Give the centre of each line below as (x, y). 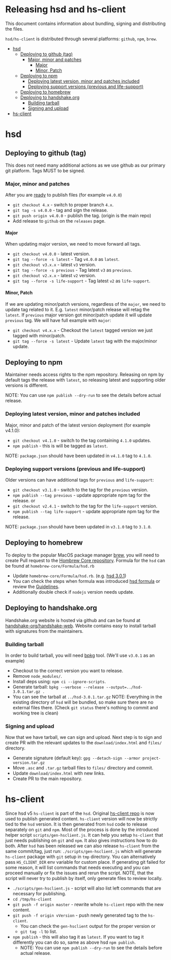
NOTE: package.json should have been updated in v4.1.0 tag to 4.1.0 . (78, 456)
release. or (24, 501)
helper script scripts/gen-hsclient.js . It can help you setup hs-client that (84, 835)
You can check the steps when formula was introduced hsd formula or (86, 581)
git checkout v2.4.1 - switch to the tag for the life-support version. (85, 506)
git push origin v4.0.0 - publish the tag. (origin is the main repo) (82, 216)
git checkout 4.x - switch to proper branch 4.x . (63, 205)
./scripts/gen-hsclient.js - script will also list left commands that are (87, 888)
